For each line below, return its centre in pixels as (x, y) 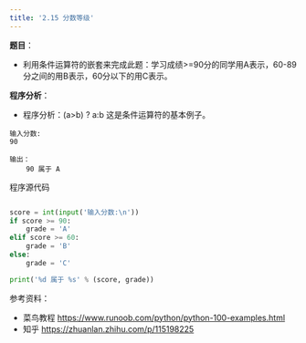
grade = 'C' (48, 263)
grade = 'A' (48, 229)
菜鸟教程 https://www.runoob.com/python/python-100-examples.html (154, 317)
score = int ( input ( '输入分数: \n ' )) (74, 212)
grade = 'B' (48, 246)
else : (20, 255)
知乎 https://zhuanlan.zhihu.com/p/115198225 (108, 328)
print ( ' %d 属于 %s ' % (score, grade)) (82, 279)
